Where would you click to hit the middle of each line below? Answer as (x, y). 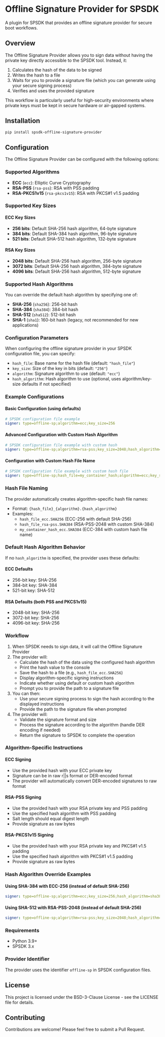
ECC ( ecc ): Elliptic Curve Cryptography (51, 183)
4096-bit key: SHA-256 (36, 623)
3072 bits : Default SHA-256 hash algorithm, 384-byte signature (77, 266)
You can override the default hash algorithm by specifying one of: (72, 295)
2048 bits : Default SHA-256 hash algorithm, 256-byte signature (77, 261)
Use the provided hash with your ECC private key (62, 770)
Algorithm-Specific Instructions (44, 748)
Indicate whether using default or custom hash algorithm (77, 683)
